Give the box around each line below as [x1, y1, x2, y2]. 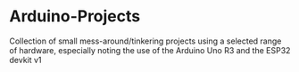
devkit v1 [9, 54, 42, 65]
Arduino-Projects [9, 6, 141, 27]
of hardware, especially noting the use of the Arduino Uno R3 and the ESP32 [9, 44, 291, 55]
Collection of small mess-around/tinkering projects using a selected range [9, 36, 282, 46]
